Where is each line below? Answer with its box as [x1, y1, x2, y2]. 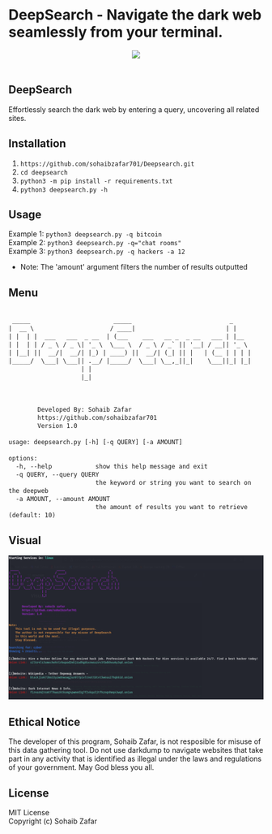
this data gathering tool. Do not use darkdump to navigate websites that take [8, 745, 264, 755]
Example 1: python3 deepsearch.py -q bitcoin [8, 229, 163, 239]
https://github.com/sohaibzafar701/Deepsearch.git [19, 160, 195, 168]
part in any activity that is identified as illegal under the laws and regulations [8, 754, 261, 764]
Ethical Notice [8, 715, 81, 728]
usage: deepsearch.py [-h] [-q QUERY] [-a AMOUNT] [8, 439, 183, 447]
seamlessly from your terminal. [8, 23, 223, 41]
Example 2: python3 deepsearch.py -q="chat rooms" [8, 238, 182, 248]
